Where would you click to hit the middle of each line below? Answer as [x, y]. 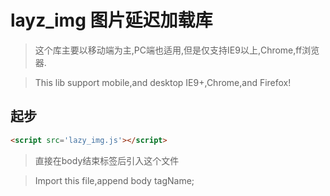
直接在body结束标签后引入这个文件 [107, 160]
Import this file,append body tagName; [114, 180]
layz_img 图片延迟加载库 [111, 20]
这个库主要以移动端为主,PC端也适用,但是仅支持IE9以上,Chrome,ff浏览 [177, 50]
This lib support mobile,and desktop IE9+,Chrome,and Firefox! [163, 82]
